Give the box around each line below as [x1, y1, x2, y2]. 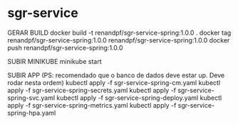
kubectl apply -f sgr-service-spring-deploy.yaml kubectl [56, 94, 222, 102]
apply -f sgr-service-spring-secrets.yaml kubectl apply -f [7, 86, 177, 94]
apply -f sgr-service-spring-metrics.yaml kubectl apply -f [7, 101, 177, 109]
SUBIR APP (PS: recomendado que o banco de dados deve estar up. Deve [7, 71, 225, 79]
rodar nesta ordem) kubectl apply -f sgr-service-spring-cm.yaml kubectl [7, 78, 221, 86]
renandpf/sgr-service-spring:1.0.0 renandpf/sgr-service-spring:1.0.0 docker [7, 35, 230, 44]
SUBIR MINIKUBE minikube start [7, 57, 102, 65]
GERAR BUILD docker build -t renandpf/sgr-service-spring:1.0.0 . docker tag [7, 28, 232, 37]
